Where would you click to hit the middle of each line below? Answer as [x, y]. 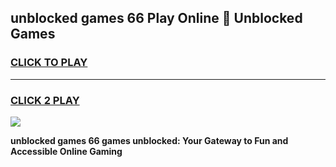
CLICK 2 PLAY [45, 100]
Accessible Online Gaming [66, 151]
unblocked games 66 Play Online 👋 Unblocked [156, 18]
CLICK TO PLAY [49, 63]
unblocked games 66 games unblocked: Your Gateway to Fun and [149, 140]
